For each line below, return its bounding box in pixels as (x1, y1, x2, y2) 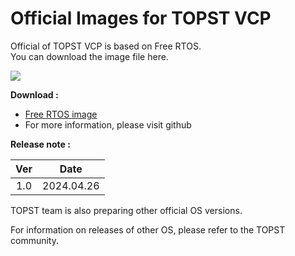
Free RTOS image (24, 108, 98, 120)
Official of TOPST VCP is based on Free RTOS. (10, 40, 202, 52)
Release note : (10, 138, 71, 150)
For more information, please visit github (24, 118, 192, 131)
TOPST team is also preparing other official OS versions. (10, 204, 243, 216)
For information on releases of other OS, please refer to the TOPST (10, 223, 286, 236)
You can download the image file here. (10, 50, 169, 62)
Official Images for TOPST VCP (10, 7, 272, 30)
